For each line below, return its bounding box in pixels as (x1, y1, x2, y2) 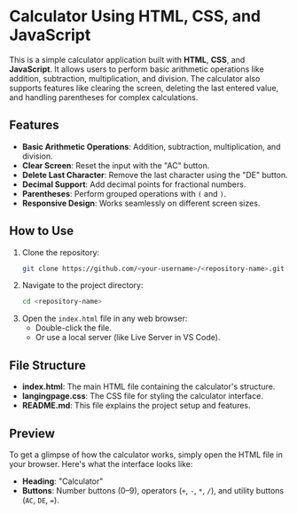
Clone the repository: (21, 246, 100, 258)
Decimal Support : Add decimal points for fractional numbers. (21, 179, 246, 190)
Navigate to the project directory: (21, 280, 144, 291)
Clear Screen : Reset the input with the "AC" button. (21, 160, 210, 170)
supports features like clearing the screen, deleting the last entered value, (9, 82, 279, 93)
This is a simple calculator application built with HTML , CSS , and (9, 54, 246, 65)
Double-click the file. (35, 323, 113, 333)
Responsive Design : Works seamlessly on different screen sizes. (21, 198, 261, 208)
